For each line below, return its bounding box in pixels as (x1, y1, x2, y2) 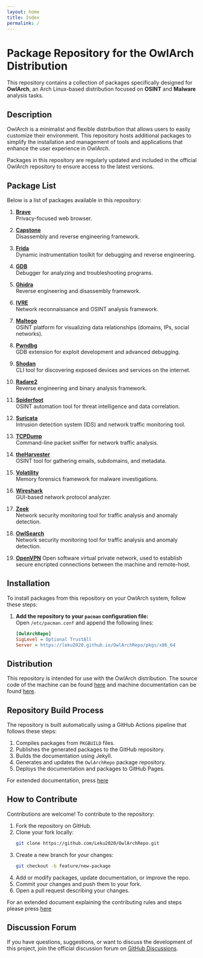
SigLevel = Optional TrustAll (15, 636, 92, 642)
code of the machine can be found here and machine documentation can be (7, 681, 197, 689)
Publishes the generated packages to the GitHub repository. (15, 746, 166, 753)
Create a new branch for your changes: (15, 851, 114, 858)
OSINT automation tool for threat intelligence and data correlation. (15, 402, 181, 410)
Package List (7, 180, 57, 191)
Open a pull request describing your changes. (15, 887, 130, 894)
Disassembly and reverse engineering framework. (15, 232, 140, 240)
